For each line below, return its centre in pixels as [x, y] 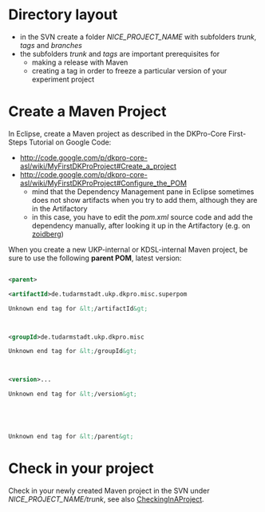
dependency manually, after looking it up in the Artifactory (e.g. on [141, 225]
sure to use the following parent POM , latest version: [95, 258]
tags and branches [51, 45]
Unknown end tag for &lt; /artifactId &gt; [78, 308]
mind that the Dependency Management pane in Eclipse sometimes [143, 191]
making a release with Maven [80, 62]
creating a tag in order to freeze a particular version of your [129, 70]
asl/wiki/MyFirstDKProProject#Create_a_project [98, 166]
